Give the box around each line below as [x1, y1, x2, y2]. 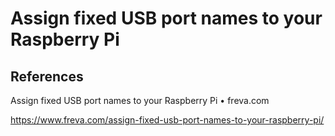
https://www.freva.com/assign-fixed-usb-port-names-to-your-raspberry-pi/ [10, 114, 325, 126]
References [10, 68, 84, 85]
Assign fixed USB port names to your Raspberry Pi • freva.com [10, 95, 270, 106]
